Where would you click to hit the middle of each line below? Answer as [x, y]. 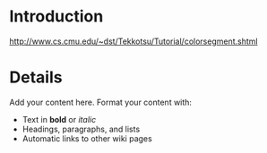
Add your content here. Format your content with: [101, 102]
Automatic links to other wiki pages [87, 138]
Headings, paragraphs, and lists [81, 129]
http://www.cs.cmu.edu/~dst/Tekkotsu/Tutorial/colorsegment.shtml [133, 41]
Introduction [56, 17]
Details [36, 77]
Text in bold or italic [59, 119]
